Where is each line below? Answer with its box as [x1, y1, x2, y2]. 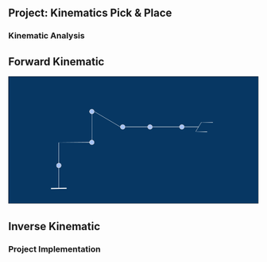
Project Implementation [8, 243, 101, 254]
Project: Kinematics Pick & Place [8, 6, 172, 20]
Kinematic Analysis [8, 30, 85, 41]
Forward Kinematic [8, 55, 105, 68]
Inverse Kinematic [8, 219, 101, 233]
